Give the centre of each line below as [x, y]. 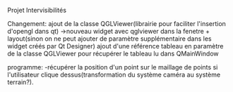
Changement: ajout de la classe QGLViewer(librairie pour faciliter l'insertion [116, 24]
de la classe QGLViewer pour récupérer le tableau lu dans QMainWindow [113, 53]
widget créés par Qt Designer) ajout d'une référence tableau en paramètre [115, 46]
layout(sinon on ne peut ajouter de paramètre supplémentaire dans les [109, 39]
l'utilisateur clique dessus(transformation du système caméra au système [114, 74]
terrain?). [20, 82]
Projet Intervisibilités [37, 10]
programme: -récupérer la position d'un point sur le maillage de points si [113, 67]
